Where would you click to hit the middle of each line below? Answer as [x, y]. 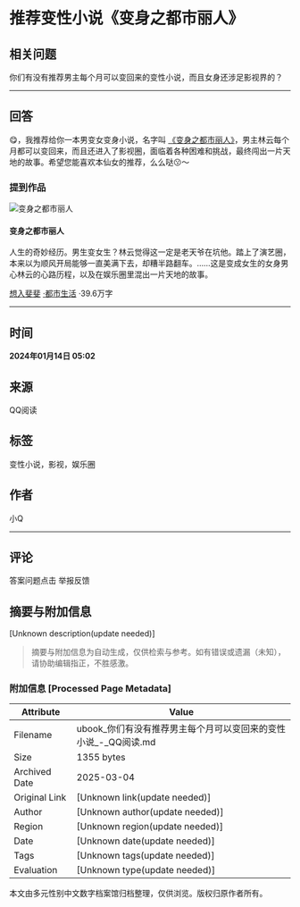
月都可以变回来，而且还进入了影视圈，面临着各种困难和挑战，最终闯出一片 [146, 151]
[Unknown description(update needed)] [82, 634]
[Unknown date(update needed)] [146, 841]
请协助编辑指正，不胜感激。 [82, 663]
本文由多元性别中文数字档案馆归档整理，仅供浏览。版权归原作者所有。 [138, 894]
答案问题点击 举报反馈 [50, 581]
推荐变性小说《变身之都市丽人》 [127, 18]
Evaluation [36, 870]
